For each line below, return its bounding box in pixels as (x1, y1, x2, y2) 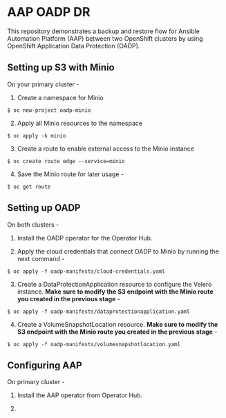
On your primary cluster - (7, 80, 79, 88)
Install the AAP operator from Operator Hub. (17, 391, 143, 399)
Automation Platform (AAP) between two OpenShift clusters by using (7, 34, 203, 42)
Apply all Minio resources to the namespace (17, 119, 143, 127)
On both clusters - (7, 220, 59, 229)
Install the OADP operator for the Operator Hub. (17, 234, 153, 242)
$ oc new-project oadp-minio (7, 106, 91, 114)
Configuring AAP (7, 359, 82, 371)
